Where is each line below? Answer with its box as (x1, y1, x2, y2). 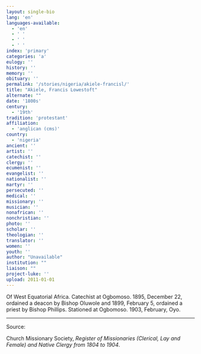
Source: (6, 323, 26, 330)
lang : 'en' (6, 14, 33, 20)
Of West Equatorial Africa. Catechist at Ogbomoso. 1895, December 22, (6, 293, 182, 300)
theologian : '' (6, 232, 44, 238)
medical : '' (6, 193, 36, 199)
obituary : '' (6, 76, 39, 82)
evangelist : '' (6, 170, 44, 177)
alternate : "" (6, 92, 42, 98)
